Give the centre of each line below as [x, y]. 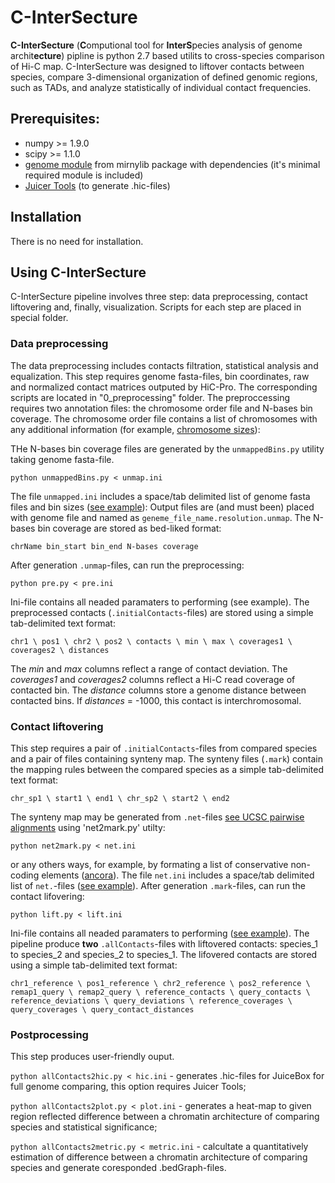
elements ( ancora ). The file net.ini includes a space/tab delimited [178, 875]
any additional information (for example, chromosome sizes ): [135, 429]
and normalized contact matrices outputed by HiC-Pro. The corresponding [164, 387]
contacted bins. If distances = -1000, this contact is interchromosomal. [156, 700]
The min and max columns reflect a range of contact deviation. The [149, 668]
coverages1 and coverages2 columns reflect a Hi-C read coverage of [153, 679]
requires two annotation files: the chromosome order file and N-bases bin [161, 408]
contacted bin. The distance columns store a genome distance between [158, 690]
